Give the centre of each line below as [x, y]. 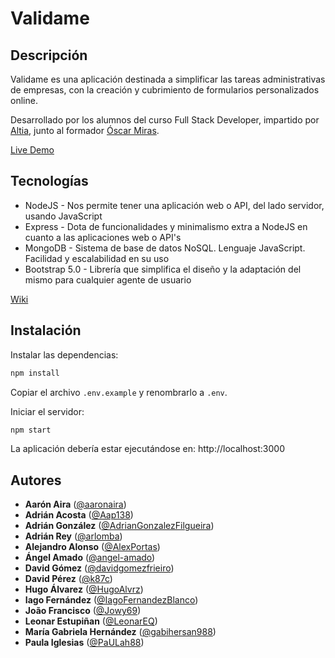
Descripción [49, 55]
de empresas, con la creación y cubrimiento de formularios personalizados [165, 90]
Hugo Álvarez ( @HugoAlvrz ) [84, 589]
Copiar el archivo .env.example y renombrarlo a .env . [119, 392]
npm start [31, 430]
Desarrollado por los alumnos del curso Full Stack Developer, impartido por [165, 120]
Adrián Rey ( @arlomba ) [73, 536]
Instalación [46, 330]
